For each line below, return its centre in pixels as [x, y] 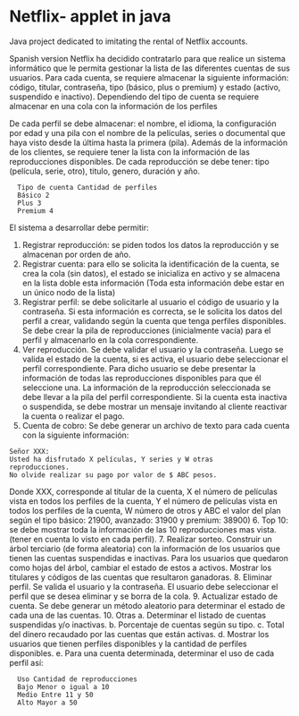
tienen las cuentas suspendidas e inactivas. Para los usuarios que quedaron [149, 558]
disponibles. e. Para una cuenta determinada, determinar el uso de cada [142, 653]
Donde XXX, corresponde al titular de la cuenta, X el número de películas [144, 491]
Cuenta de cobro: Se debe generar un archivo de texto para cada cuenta [156, 425]
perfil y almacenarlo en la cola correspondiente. [110, 340]
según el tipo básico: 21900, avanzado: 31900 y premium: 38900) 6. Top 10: [149, 520]
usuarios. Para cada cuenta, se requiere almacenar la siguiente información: [149, 77]
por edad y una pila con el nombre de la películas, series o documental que [147, 132]
